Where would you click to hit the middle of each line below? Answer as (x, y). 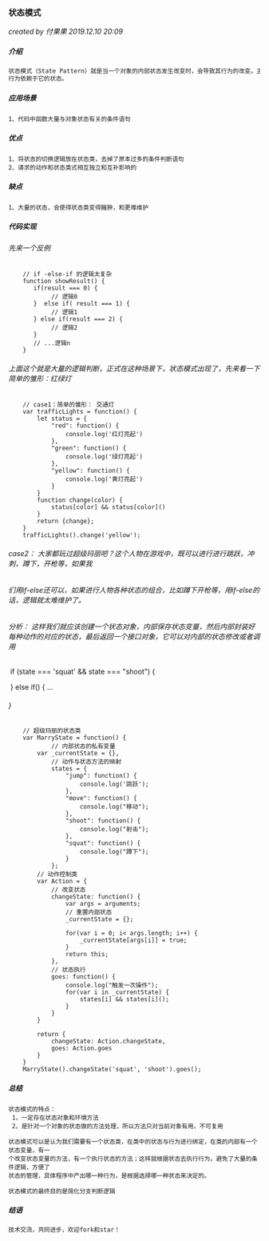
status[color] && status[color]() (108, 507)
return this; (87, 955)
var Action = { (62, 882)
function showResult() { (64, 281)
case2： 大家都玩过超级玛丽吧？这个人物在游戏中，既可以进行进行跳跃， (128, 554)
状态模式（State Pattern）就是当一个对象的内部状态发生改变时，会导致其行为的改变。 (133, 71)
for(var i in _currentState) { (117, 993)
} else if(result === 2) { (78, 319)
